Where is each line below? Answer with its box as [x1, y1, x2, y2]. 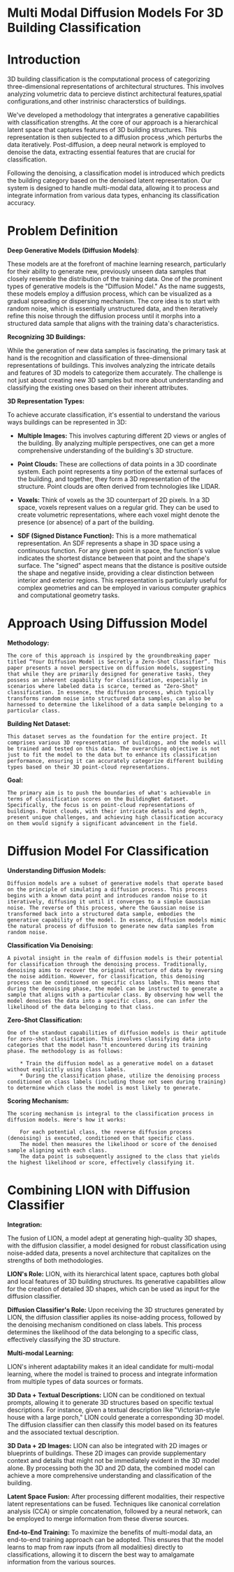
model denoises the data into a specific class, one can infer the [7, 997, 208, 1004]
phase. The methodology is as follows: [7, 1048, 124, 1055]
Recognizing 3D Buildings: [7, 333, 86, 341]
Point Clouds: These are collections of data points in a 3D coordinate [17, 460, 217, 469]
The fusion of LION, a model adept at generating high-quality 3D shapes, [7, 1234, 217, 1242]
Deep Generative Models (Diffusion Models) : [7, 246, 140, 255]
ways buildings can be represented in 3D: [7, 418, 127, 427]
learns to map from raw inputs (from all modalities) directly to [7, 1543, 184, 1551]
